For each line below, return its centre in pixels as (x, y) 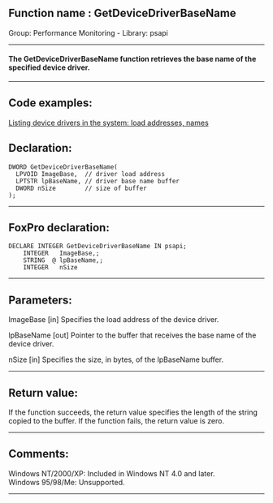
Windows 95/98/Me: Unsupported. (67, 482)
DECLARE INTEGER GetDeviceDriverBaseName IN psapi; (97, 247)
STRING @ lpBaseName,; (63, 260)
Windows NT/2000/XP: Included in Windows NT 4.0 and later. (112, 473)
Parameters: (40, 300)
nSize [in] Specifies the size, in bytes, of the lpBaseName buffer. (116, 359)
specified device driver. (50, 67)
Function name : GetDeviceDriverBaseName (123, 13)
